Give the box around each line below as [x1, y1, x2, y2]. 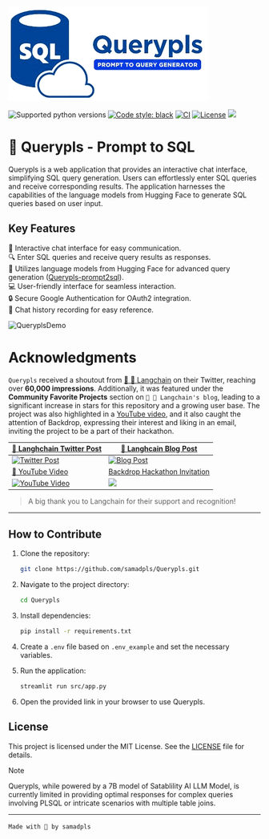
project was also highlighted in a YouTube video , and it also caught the [8, 409, 242, 419]
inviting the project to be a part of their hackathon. [8, 426, 175, 436]
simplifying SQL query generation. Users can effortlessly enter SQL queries [8, 172, 257, 182]
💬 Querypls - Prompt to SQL [8, 138, 195, 156]
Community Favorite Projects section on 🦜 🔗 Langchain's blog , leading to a [8, 391, 260, 402]
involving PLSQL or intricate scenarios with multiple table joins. [8, 798, 216, 808]
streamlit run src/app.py [19, 682, 106, 691]
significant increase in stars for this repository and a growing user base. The [8, 400, 260, 410]
